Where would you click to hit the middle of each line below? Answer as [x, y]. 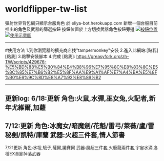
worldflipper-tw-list [46, 9]
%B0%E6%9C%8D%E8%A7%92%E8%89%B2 [53, 77]
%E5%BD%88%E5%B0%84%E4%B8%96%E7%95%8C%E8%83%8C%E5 [82, 67]
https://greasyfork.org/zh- [103, 56]
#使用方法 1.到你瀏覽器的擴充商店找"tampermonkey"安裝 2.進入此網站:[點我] [82, 50]
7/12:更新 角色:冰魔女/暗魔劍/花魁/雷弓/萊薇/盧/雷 [80, 126]
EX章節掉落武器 [25, 154]
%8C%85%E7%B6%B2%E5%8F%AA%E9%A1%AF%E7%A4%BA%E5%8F [81, 72]
